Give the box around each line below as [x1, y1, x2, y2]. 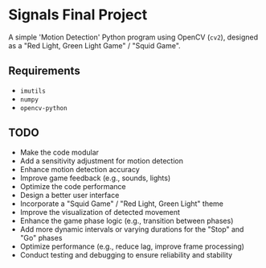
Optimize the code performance [19, 181, 126, 191]
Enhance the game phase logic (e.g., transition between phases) [19, 216, 234, 225]
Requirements [8, 64, 80, 78]
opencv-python [19, 104, 68, 112]
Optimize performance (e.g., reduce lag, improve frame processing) [19, 241, 245, 251]
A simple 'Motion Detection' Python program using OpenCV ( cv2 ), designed [8, 32, 259, 42]
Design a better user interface [19, 190, 120, 200]
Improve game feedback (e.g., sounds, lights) [19, 173, 171, 183]
